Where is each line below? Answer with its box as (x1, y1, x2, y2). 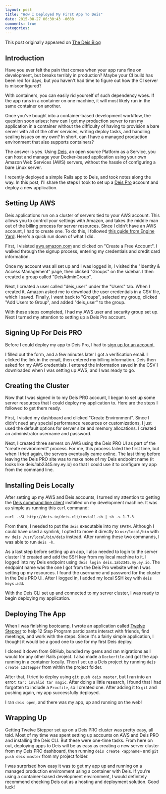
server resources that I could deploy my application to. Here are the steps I (5, 400, 158, 406)
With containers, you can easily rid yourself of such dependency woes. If (5, 92, 155, 98)
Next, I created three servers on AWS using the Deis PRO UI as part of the (5, 440, 156, 446)
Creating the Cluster (5, 381, 69, 390)
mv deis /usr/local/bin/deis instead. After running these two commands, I (5, 534, 160, 540)
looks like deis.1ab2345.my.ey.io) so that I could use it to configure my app (5, 462, 157, 468)
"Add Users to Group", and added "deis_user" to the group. (5, 299, 126, 305)
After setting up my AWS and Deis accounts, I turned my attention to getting (5, 494, 160, 500)
